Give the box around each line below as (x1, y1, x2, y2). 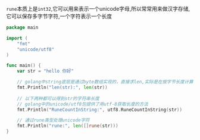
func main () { (6, 63, 42, 69)
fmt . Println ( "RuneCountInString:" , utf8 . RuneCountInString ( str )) (17, 107, 183, 113)
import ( (6, 35, 28, 41)
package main (6, 24, 39, 30)
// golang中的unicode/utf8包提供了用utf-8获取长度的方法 (17, 101, 149, 107)
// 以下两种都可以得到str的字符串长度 (17, 95, 99, 101)
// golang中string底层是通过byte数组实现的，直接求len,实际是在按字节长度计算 (17, 79, 193, 85)
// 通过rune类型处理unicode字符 (17, 117, 90, 123)
